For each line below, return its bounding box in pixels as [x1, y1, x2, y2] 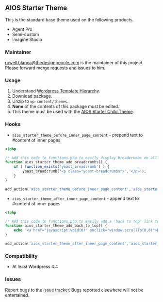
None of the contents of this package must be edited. [12, 104, 120, 109]
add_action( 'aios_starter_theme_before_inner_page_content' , [5, 187, 131, 192]
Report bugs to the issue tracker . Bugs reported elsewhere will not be [5, 287, 144, 293]
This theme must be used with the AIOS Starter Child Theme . [12, 109, 134, 115]
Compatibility [5, 252, 38, 259]
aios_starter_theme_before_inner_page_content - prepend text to [12, 132, 143, 138]
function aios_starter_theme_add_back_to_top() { [5, 223, 108, 228]
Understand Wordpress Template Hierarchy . [12, 88, 100, 94]
